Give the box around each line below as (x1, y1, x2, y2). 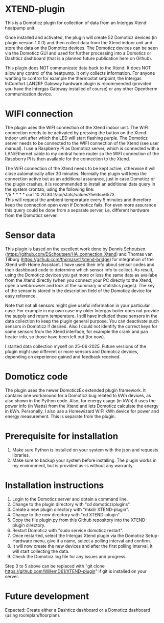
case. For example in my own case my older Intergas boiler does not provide (5, 307, 159, 313)
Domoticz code (5, 371, 68, 382)
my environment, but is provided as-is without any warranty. (12, 462, 134, 468)
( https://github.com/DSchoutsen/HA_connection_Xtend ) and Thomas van (5, 251, 153, 257)
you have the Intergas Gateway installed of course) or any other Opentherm (5, 86, 158, 91)
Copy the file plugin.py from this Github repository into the (12, 517, 130, 523)
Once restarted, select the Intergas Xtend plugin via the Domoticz (12, 533, 144, 538)
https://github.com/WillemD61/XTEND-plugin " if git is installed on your (5, 568, 147, 574)
